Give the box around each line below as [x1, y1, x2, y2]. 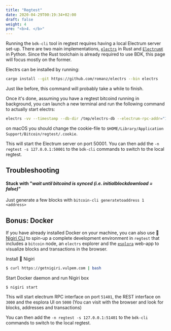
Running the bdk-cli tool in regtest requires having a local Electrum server [6, 40, 161, 46]
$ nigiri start [6, 285, 38, 290]
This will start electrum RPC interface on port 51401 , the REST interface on [6, 294, 161, 300]
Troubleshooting [6, 166, 60, 175]
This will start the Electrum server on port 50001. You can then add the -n [6, 141, 159, 147]
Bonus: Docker [6, 216, 54, 225]
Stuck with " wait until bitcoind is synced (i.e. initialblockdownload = [6, 180, 153, 186]
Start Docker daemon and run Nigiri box [6, 275, 89, 281]
